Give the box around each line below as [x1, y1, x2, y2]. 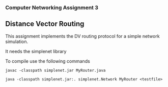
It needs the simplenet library [5, 48, 67, 54]
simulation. [5, 38, 29, 45]
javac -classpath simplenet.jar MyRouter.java [5, 68, 106, 73]
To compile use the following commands [5, 58, 90, 64]
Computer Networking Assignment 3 [5, 4, 98, 11]
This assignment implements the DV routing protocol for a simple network [5, 33, 160, 39]
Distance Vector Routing [5, 20, 85, 28]
